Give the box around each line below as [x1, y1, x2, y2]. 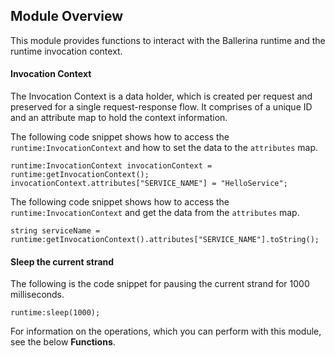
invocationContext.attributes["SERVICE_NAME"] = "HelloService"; [10, 179, 288, 189]
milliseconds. [10, 289, 65, 301]
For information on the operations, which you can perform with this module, [10, 325, 322, 338]
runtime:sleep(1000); [10, 308, 101, 318]
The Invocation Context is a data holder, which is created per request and [10, 90, 313, 103]
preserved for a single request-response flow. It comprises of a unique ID [10, 101, 313, 113]
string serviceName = [10, 226, 101, 236]
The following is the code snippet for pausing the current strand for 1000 [10, 278, 310, 290]
